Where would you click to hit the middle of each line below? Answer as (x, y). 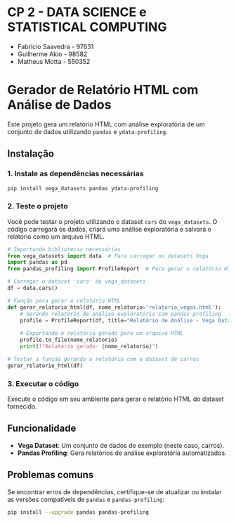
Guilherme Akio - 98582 (52, 54)
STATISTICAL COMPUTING (87, 27)
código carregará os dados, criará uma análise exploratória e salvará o (110, 229)
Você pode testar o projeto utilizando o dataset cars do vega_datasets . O (112, 221)
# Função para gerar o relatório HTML (64, 300)
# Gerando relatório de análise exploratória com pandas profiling (120, 314)
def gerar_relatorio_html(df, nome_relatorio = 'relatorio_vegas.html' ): (114, 307)
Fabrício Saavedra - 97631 (55, 46)
